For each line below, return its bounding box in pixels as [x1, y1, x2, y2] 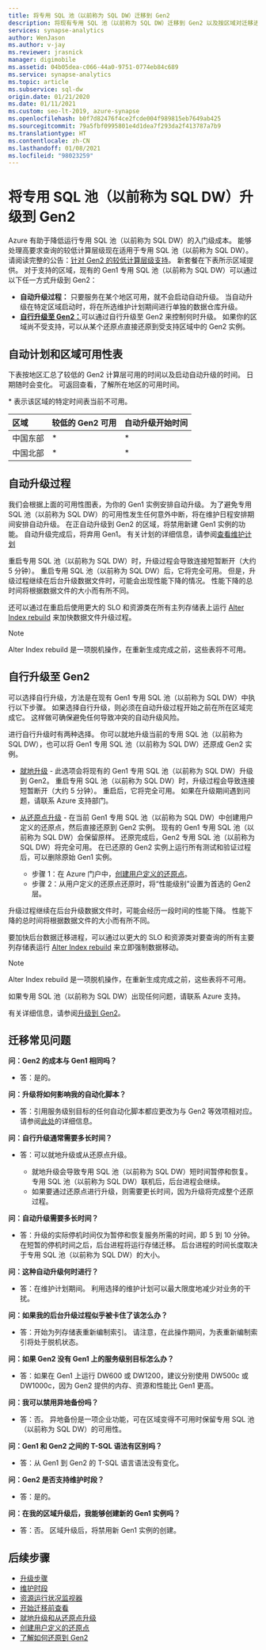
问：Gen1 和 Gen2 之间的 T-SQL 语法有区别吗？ [8, 1442, 163, 1451]
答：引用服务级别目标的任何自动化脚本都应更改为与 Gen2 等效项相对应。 [19, 1106, 257, 1116]
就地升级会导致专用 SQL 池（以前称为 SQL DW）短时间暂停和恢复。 [31, 1167, 253, 1177]
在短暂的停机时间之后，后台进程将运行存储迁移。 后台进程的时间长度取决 [19, 1240, 258, 1250]
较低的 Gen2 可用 [51, 418, 117, 428]
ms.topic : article [8, 78, 69, 86]
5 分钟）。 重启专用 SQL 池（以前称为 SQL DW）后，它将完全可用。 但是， [8, 566, 249, 575]
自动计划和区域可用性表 [8, 347, 123, 361]
